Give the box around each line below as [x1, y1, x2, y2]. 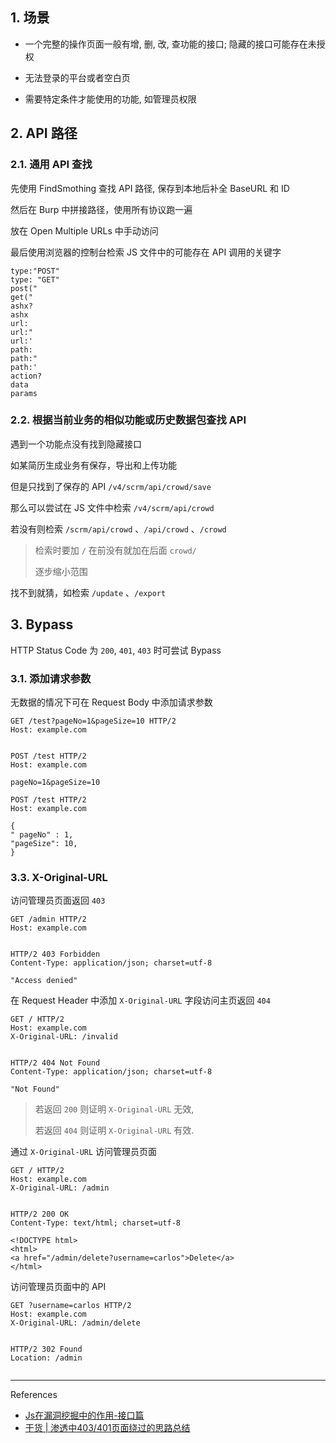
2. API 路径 [10, 125, 78, 142]
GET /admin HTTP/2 [10, 914, 87, 925]
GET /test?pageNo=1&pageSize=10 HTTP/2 [10, 716, 177, 726]
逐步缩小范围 [34, 565, 88, 577]
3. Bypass [10, 616, 74, 633]
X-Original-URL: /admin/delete [10, 1318, 141, 1328]
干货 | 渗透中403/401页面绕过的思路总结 [24, 1422, 191, 1434]
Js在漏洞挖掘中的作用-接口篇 [24, 1409, 145, 1422]
